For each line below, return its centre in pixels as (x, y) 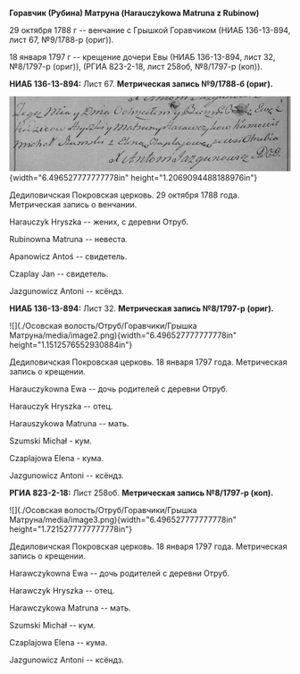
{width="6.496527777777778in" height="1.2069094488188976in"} (133, 177)
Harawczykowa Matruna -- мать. (70, 608)
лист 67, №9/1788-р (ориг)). (62, 40)
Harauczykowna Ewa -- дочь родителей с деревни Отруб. (119, 389)
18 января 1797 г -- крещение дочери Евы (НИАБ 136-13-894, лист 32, (142, 57)
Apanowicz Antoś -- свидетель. (68, 256)
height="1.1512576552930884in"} (71, 344)
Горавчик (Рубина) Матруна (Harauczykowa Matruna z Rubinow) (134, 13)
